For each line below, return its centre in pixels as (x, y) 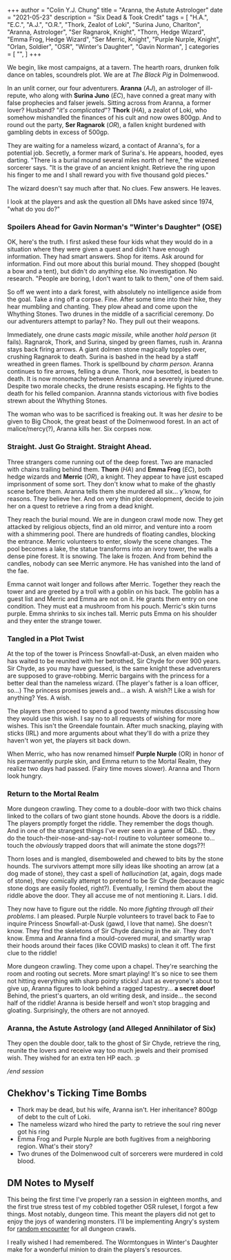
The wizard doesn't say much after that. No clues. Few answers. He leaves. (114, 188)
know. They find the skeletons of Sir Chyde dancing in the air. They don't (110, 931)
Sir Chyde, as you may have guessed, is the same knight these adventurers (114, 668)
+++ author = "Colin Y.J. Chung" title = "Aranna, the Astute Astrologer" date (115, 10)
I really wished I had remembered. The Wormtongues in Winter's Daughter (113, 1242)
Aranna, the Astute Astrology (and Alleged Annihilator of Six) (111, 1029)
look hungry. (25, 776)
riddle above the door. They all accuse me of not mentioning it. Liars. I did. (113, 896)
